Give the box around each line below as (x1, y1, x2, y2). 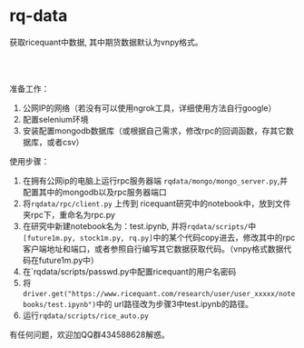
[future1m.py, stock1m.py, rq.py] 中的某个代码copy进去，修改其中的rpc (22, 232, 296, 243)
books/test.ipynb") (22, 300, 97, 309)
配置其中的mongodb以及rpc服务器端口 (22, 186, 167, 197)
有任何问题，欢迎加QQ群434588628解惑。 (9, 329, 170, 340)
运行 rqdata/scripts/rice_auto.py (22, 310, 150, 321)
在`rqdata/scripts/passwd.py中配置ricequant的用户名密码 (22, 265, 237, 277)
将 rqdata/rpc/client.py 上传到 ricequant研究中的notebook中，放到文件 (22, 197, 291, 209)
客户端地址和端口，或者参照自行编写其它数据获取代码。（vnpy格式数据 (22, 243, 284, 254)
